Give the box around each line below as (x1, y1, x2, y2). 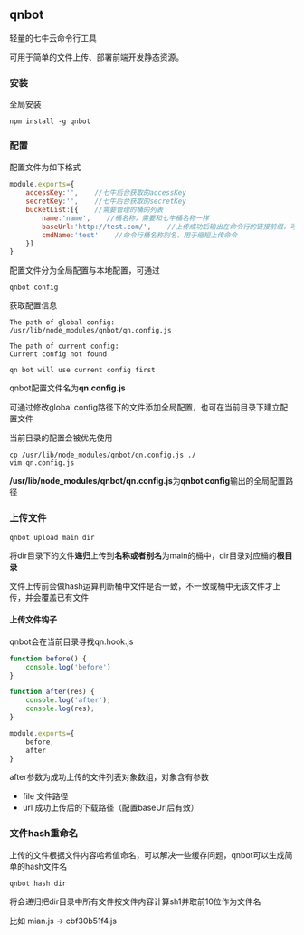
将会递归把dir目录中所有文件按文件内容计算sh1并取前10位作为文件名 (9, 896, 261, 907)
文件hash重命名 (9, 827, 79, 840)
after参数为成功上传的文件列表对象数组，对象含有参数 (9, 772, 210, 783)
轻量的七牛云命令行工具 (9, 32, 97, 43)
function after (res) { (9, 688, 95, 697)
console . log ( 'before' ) (25, 662, 111, 671)
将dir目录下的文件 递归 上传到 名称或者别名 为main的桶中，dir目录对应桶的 (9, 550, 278, 561)
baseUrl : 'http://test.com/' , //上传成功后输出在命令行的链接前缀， (42, 222, 290, 231)
